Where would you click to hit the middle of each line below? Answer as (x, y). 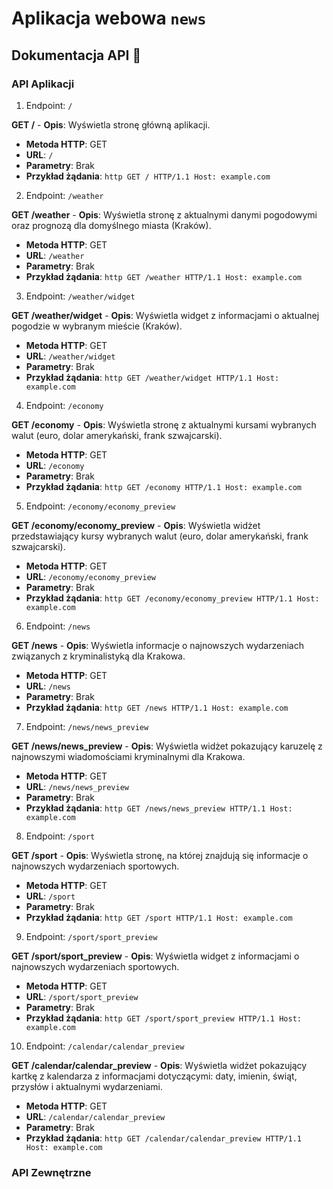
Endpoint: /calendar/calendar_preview (105, 1046)
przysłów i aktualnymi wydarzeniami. (87, 1086)
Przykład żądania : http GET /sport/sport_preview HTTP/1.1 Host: (163, 1018)
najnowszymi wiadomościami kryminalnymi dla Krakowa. (128, 756)
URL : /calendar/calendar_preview (95, 1116)
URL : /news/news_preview (77, 786)
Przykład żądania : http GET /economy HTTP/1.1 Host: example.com (163, 486)
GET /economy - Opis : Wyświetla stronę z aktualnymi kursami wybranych (164, 424)
